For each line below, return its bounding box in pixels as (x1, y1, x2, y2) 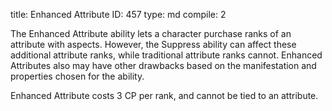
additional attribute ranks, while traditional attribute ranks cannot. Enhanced (10, 49, 323, 61)
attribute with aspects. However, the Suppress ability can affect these (10, 39, 297, 50)
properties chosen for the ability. (10, 70, 145, 82)
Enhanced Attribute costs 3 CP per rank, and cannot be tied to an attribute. (10, 90, 319, 101)
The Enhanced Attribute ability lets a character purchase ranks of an (10, 28, 292, 39)
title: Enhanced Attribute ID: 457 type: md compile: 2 (10, 9, 227, 20)
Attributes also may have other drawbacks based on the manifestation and (10, 60, 317, 71)
